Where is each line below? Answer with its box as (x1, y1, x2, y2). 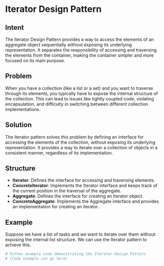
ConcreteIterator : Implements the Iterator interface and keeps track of (12, 182, 158, 188)
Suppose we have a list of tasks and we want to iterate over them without (5, 231, 156, 237)
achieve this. (5, 242, 31, 248)
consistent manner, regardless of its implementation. (5, 150, 113, 156)
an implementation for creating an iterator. (12, 204, 99, 210)
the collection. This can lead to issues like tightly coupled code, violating (5, 95, 154, 101)
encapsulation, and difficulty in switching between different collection (5, 101, 149, 107)
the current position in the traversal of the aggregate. (12, 188, 122, 194)
